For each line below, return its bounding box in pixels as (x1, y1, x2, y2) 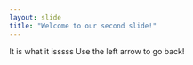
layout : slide (9, 12, 62, 22)
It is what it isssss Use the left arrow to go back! (9, 45, 185, 56)
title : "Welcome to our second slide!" (9, 21, 157, 30)
